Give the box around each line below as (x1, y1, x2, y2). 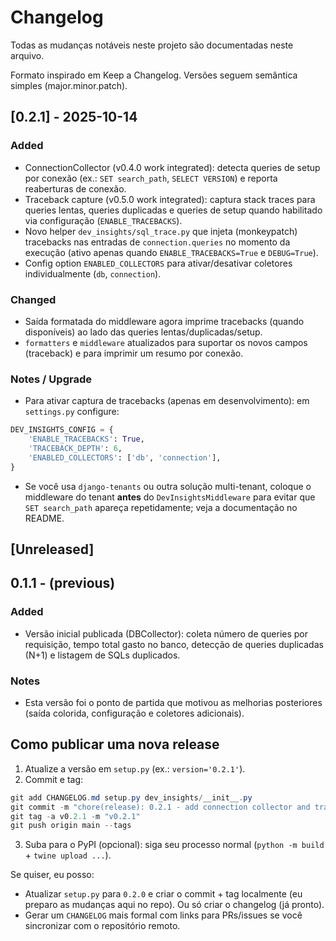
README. (24, 512, 65, 524)
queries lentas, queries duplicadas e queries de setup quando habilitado (24, 204, 323, 216)
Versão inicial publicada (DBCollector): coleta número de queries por (24, 627, 309, 640)
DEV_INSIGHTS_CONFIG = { (10, 425, 114, 435)
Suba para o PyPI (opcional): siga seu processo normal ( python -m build (24, 839, 325, 851)
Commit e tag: (24, 773, 84, 785)
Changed (10, 292, 57, 306)
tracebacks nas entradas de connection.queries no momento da (24, 236, 291, 248)
